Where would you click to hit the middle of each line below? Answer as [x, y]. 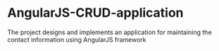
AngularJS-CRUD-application [96, 13]
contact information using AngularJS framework [77, 39]
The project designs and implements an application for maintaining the [110, 32]
